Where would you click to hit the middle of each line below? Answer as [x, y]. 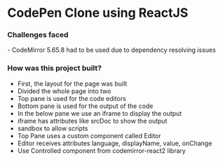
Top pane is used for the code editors [72, 98]
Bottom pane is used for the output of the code [85, 106]
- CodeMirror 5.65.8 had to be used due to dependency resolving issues [111, 50]
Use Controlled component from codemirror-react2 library [101, 150]
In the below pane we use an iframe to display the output [100, 113]
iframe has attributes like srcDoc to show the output [92, 121]
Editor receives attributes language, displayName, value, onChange [115, 143]
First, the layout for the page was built [72, 83]
